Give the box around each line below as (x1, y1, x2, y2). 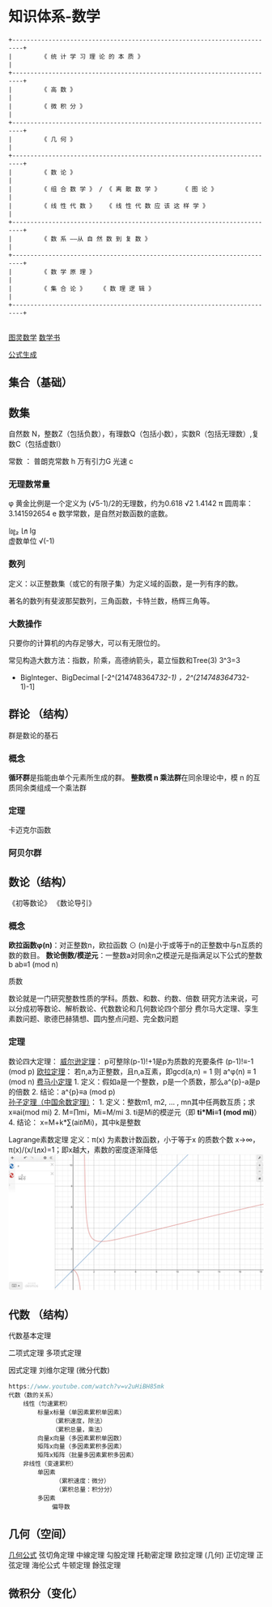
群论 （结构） (8, 708, 75, 721)
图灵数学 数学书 (8, 332, 61, 342)
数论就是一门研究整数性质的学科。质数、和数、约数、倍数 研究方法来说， (8, 994, 252, 1003)
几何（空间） (8, 1527, 73, 1540)
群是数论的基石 (8, 730, 58, 740)
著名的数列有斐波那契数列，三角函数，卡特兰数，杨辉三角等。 (8, 596, 215, 605)
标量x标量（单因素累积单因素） (37, 1408, 125, 1416)
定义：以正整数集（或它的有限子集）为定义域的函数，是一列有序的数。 (8, 578, 243, 588)
